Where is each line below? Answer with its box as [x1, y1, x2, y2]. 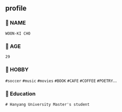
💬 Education [5, 90, 36, 97]
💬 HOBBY [5, 66, 29, 73]
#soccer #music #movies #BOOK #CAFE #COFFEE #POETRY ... [5, 77, 117, 83]
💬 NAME [5, 19, 26, 26]
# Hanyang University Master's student [5, 102, 90, 107]
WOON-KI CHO [5, 31, 30, 36]
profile [5, 4, 27, 13]
